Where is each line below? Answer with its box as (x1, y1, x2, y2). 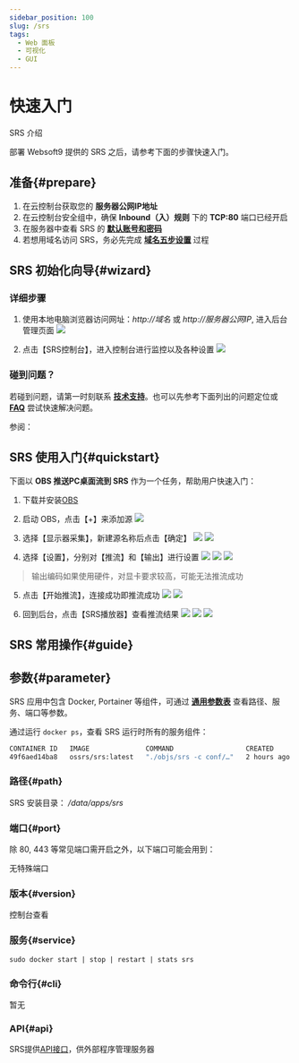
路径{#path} (9, 776, 63, 788)
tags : (9, 30, 30, 39)
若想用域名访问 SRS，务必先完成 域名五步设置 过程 (21, 234, 209, 244)
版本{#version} (9, 887, 76, 900)
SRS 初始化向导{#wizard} (9, 263, 152, 279)
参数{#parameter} (9, 671, 112, 686)
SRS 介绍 (9, 127, 43, 138)
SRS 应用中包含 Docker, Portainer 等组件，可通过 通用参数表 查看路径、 (9, 696, 273, 707)
